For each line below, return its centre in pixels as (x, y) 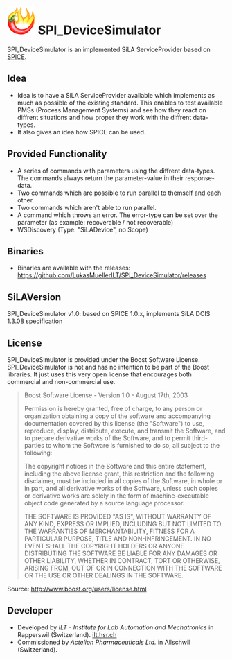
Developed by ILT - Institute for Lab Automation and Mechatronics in (115, 627)
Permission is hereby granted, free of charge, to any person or (113, 409)
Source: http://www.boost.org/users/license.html (77, 589)
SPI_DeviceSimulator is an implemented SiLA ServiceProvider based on (109, 49)
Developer (30, 610)
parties (34, 445)
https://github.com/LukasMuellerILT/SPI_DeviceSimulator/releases (111, 275)
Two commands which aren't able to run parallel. (87, 207)
